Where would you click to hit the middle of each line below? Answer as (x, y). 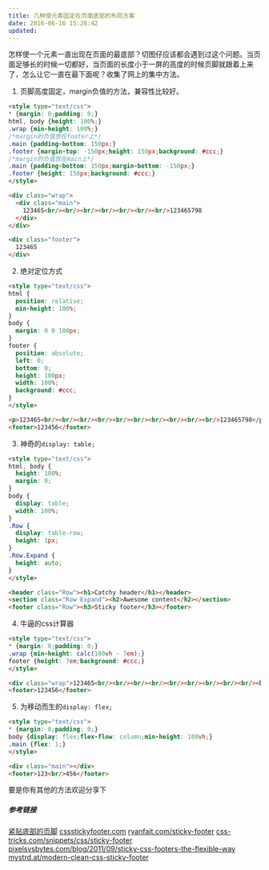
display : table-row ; (50, 534)
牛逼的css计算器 (47, 624)
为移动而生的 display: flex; (66, 707)
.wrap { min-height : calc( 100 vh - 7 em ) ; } (77, 654)
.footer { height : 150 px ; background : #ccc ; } (82, 174)
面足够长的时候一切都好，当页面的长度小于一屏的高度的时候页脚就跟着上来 (131, 64)
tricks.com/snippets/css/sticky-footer (70, 840)
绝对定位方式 (41, 271)
